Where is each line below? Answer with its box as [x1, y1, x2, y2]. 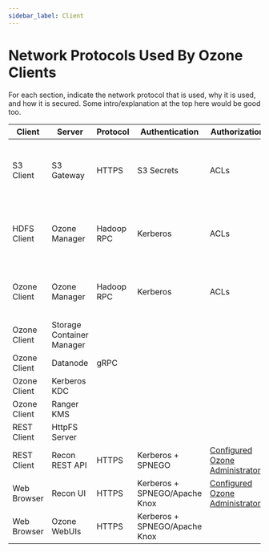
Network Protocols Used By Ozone [8, 46, 243, 64]
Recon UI [51, 487, 86, 498]
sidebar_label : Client [8, 11, 84, 20]
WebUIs [51, 526, 82, 537]
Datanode [51, 357, 89, 368]
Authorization [210, 126, 264, 137]
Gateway [51, 169, 86, 181]
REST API [51, 459, 87, 470]
